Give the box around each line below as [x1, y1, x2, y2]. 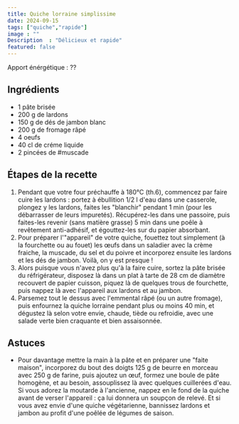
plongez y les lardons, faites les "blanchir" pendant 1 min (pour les [17, 202, 212, 211]
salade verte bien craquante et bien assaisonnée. [17, 316, 162, 325]
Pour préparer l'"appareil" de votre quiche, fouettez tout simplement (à [17, 233, 225, 242]
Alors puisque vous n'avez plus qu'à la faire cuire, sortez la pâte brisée [17, 263, 225, 272]
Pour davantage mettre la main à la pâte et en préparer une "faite [17, 356, 208, 364]
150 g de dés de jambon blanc [17, 118, 107, 126]
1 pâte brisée [17, 103, 55, 111]
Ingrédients [7, 83, 60, 96]
